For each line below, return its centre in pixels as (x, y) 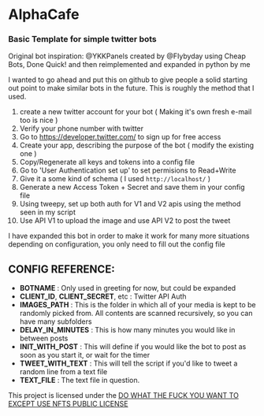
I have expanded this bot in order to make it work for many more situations (129, 236)
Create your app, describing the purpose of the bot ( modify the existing (137, 145)
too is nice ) (39, 121)
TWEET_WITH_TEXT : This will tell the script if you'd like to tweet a (128, 363)
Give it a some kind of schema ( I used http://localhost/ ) (115, 179)
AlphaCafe (44, 15)
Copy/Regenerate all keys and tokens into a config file (107, 162)
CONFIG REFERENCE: (62, 269)
